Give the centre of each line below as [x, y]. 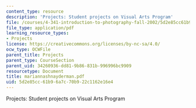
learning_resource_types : [37, 33]
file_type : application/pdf [40, 28]
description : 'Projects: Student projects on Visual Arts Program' [90, 17]
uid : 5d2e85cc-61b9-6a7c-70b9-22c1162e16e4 [60, 82]
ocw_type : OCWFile [28, 50]
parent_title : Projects [35, 55]
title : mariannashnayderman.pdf [45, 76]
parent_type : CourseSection [40, 60]
